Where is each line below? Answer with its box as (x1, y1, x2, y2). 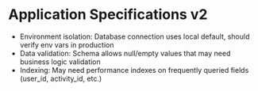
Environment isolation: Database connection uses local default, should (19, 32, 250, 41)
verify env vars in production (19, 40, 114, 49)
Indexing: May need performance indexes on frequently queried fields (19, 65, 249, 74)
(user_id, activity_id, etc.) (19, 74, 102, 83)
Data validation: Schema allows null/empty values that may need (19, 48, 231, 58)
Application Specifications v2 (8, 6, 208, 24)
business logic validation (19, 57, 101, 66)
